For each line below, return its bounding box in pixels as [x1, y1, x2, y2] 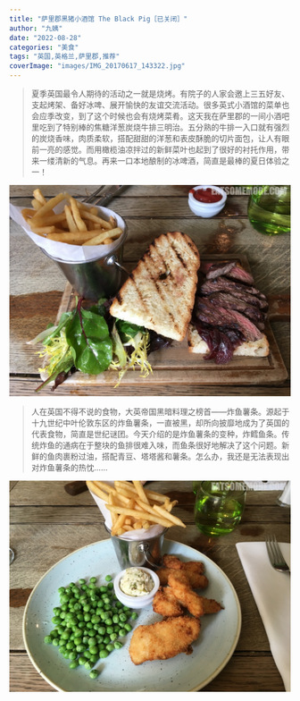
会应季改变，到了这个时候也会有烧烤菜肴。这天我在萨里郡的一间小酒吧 [30, 111, 290, 121]
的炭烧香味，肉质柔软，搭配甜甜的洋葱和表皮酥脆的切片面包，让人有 [30, 133, 282, 143]
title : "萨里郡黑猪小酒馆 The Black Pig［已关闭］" [9, 14, 188, 23]
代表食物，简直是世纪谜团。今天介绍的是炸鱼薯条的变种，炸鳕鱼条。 [30, 429, 282, 439]
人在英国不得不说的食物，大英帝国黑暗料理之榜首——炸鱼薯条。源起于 [30, 407, 290, 417]
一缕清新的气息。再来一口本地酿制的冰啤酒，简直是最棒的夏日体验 [38, 156, 282, 165]
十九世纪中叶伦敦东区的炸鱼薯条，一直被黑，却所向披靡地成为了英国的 [30, 418, 290, 428]
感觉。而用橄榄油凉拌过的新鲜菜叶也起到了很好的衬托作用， [62, 144, 282, 155]
